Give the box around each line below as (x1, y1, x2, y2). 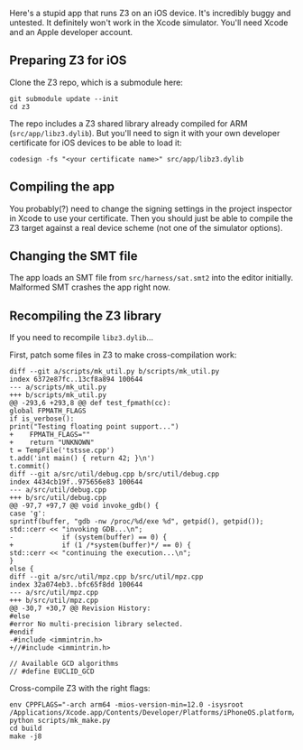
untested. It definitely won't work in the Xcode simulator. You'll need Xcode (9, 17, 289, 28)
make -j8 (9, 732, 42, 741)
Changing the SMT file (9, 248, 138, 264)
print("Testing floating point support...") (9, 422, 179, 431)
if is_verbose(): (9, 414, 75, 423)
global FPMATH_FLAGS (9, 406, 87, 416)
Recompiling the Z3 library (9, 308, 162, 323)
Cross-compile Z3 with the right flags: (9, 683, 151, 694)
